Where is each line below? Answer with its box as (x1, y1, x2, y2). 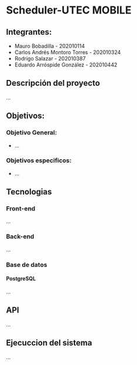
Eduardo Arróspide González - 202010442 (14, 61, 118, 68)
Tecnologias (6, 187, 52, 197)
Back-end (6, 233, 35, 241)
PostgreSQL (6, 275, 36, 282)
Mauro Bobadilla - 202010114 (14, 42, 85, 49)
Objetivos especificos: (6, 156, 72, 165)
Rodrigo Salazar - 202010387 (14, 55, 86, 62)
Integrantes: (6, 27, 52, 37)
